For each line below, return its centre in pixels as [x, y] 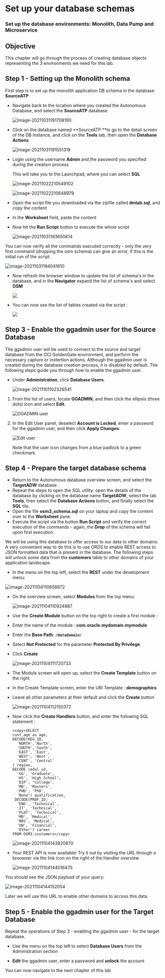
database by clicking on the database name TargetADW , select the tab [84, 496]
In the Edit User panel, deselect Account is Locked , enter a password [83, 423]
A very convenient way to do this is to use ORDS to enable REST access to [81, 547]
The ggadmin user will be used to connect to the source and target [73, 349]
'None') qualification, [41, 795]
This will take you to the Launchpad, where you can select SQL [76, 174]
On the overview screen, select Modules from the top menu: [74, 597]
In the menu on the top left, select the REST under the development [81, 573]
